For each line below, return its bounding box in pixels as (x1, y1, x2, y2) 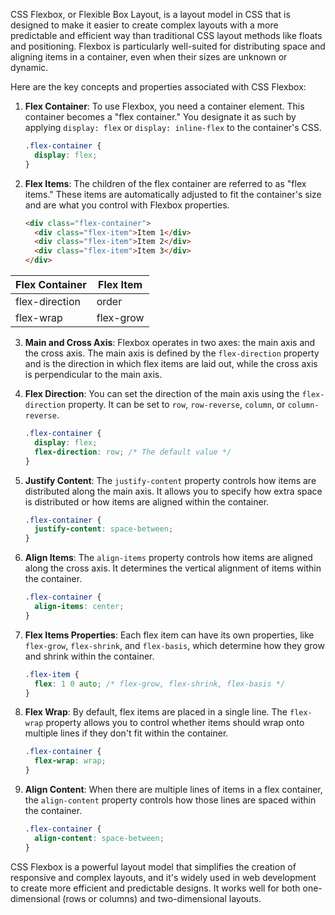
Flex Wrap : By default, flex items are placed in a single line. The (24, 706, 288, 718)
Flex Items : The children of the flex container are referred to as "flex (24, 177, 307, 189)
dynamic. (10, 62, 49, 73)
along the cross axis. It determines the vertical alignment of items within (24, 562, 322, 574)
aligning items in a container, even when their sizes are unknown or (10, 51, 288, 63)
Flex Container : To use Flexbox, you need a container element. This (24, 100, 305, 112)
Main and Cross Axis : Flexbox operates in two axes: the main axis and (24, 337, 316, 348)
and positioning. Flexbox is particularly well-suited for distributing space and (10, 40, 326, 52)
